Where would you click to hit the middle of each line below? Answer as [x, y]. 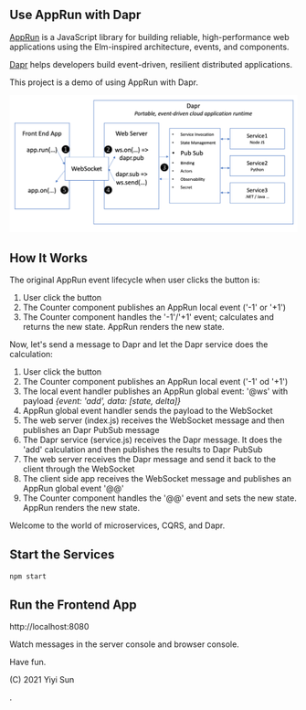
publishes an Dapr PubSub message [91, 430]
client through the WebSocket [79, 469]
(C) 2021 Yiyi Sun [42, 679]
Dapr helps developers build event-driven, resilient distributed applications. [151, 64]
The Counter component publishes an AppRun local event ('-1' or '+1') [154, 307]
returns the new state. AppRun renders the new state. [124, 327]
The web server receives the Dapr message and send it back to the [149, 460]
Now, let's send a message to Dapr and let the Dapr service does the [139, 344]
